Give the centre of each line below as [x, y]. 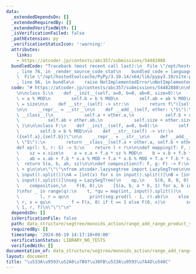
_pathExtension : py [35, 39]
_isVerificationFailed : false [48, 33]
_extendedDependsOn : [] [40, 17]
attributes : [26, 50]
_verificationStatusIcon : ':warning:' [59, 44]
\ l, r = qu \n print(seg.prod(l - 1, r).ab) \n [92, 197]
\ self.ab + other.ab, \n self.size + [90, 121]
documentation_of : [28, 251]
